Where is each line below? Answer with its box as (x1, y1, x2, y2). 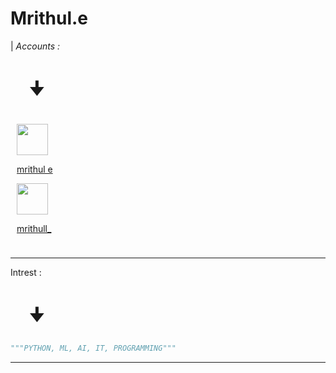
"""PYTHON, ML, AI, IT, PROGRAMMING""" (10, 343, 177, 353)
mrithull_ (16, 222, 52, 234)
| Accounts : (10, 40, 61, 52)
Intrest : (10, 266, 42, 278)
